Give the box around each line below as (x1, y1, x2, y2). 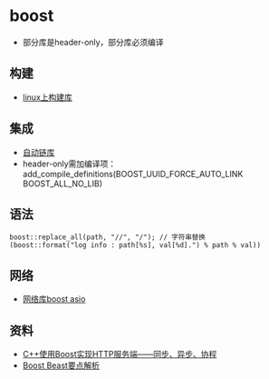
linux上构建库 (22, 92, 72, 103)
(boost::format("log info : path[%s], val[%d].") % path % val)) (9, 241, 261, 250)
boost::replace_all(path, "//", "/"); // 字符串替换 (9, 233, 206, 242)
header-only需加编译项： (22, 158, 117, 169)
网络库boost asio (22, 294, 86, 304)
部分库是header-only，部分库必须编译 (22, 36, 165, 47)
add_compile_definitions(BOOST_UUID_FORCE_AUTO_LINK (22, 168, 244, 179)
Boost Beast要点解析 (22, 360, 100, 371)
